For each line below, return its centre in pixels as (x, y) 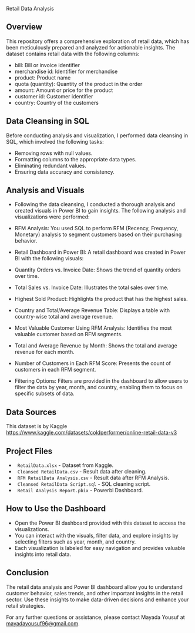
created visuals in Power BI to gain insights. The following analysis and (100, 211)
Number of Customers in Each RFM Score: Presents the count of (93, 363)
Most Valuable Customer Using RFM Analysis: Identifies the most (93, 328)
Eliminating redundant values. (51, 165)
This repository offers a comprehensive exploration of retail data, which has (98, 41)
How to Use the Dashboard (56, 509)
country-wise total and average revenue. (64, 317)
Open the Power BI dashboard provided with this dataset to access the (100, 523)
